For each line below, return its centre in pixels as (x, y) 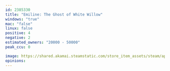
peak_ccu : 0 (18, 47)
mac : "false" (19, 24)
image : (12, 56)
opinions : (16, 60)
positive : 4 (18, 33)
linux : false (19, 28)
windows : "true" (22, 19)
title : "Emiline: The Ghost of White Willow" (54, 14)
